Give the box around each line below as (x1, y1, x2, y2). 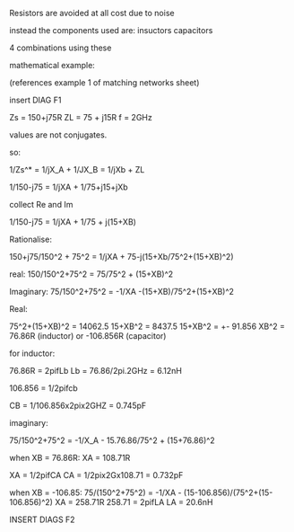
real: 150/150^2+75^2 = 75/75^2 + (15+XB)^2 (9, 269, 174, 279)
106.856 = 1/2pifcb (9, 383, 78, 394)
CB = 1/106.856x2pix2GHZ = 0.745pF (9, 400, 147, 411)
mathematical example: (9, 60, 96, 70)
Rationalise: (9, 234, 52, 244)
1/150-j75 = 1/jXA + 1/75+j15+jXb (9, 182, 128, 192)
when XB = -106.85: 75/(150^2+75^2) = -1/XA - (9, 487, 182, 498)
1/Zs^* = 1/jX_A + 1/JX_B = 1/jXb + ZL (9, 164, 145, 174)
